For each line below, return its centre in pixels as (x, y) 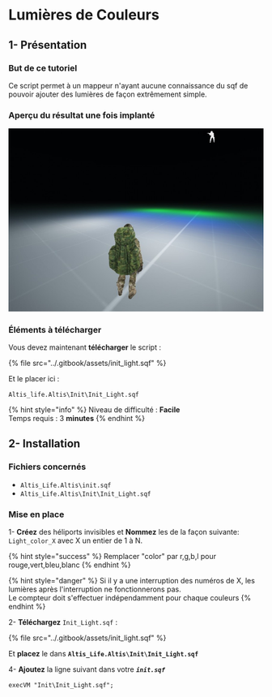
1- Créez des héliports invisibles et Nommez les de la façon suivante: (124, 532)
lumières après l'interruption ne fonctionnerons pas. (95, 589)
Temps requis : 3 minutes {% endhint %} (77, 419)
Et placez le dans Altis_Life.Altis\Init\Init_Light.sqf (104, 654)
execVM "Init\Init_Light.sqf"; (61, 686)
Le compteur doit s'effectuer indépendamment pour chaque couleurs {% (130, 598)
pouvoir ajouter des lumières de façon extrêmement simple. (108, 94)
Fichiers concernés (47, 467)
